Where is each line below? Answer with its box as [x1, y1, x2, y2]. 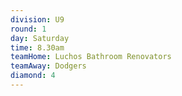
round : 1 [10, 24, 47, 34]
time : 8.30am [10, 42, 65, 53]
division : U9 [10, 14, 65, 25]
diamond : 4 [10, 71, 56, 81]
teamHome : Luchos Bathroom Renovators [10, 52, 172, 62]
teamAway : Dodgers [10, 61, 87, 71]
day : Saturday [10, 33, 70, 43]
